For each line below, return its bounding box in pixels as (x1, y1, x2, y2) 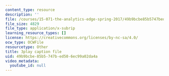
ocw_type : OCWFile (5, 40, 44, 45)
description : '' (5, 12, 39, 17)
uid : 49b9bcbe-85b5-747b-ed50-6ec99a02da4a (5, 53, 98, 59)
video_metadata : (5, 58, 39, 63)
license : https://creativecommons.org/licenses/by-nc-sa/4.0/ (5, 35, 138, 40)
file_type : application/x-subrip (5, 26, 75, 31)
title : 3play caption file (5, 49, 62, 54)
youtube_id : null (10, 63, 46, 68)
